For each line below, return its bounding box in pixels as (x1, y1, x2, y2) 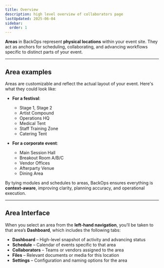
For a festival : (12, 95, 41, 101)
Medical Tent (19, 120, 46, 126)
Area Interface (5, 209, 50, 217)
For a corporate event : (12, 140, 59, 146)
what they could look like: (5, 86, 57, 92)
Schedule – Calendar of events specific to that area (12, 242, 116, 247)
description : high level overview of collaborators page (5, 12, 123, 17)
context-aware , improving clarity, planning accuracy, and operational (5, 185, 145, 191)
